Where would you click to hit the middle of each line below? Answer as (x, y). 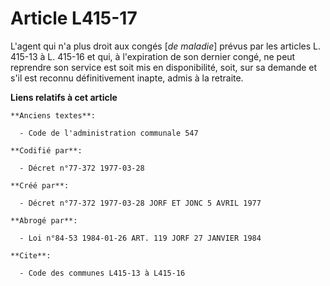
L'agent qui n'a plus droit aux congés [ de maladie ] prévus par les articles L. (166, 46)
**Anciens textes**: (53, 115)
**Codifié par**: (46, 150)
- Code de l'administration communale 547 (109, 133)
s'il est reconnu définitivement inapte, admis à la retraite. (127, 78)
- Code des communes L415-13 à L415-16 (102, 273)
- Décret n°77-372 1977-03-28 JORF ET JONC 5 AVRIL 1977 (140, 203)
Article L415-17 (74, 18)
